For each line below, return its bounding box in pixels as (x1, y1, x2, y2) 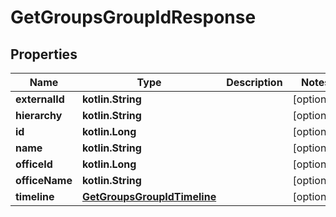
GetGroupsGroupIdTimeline (81, 190, 217, 203)
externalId (15, 92, 65, 106)
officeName (15, 174, 73, 187)
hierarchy (15, 109, 63, 122)
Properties (10, 46, 78, 63)
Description (226, 76, 283, 89)
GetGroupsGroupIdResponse (10, 6, 257, 29)
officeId (15, 157, 53, 171)
